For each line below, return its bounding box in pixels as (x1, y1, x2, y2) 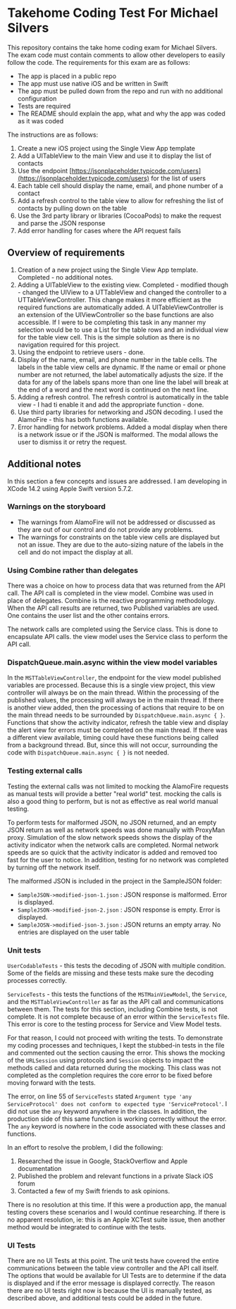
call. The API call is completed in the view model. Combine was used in (7, 589, 213, 597)
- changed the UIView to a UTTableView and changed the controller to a (17, 287, 227, 297)
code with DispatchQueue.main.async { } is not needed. (7, 748, 169, 757)
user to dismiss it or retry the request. (17, 438, 128, 446)
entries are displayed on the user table (17, 928, 130, 936)
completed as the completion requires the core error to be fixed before (7, 1071, 213, 1079)
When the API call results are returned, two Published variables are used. (7, 604, 220, 612)
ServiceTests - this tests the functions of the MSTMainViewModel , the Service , (7, 990, 228, 998)
